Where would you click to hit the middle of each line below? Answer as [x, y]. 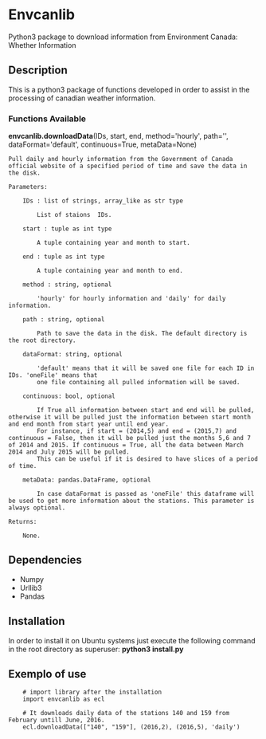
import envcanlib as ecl [64, 699]
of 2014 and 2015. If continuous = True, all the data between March [126, 445]
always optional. [37, 508]
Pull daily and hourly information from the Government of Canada [121, 159]
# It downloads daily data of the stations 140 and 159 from [126, 713]
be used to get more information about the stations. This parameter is [131, 501]
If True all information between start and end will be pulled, [146, 411]
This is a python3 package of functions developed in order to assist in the [129, 89]
